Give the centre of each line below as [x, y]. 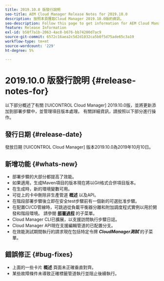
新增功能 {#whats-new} [41, 164]
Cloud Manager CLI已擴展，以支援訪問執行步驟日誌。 [66, 219]
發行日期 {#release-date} [44, 134]
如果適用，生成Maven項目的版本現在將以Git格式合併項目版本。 [75, 183]
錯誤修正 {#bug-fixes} [39, 255]
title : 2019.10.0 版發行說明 [33, 10]
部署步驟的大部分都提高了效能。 [44, 177]
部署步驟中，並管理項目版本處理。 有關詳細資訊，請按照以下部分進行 [82, 111]
